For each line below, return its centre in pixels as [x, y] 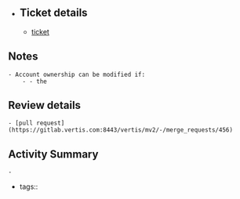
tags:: [29, 186]
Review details [44, 105]
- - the [35, 81]
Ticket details [53, 13]
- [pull [21, 123]
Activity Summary [53, 154]
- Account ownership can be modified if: [77, 74]
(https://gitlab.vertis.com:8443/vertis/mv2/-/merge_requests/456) [121, 130]
